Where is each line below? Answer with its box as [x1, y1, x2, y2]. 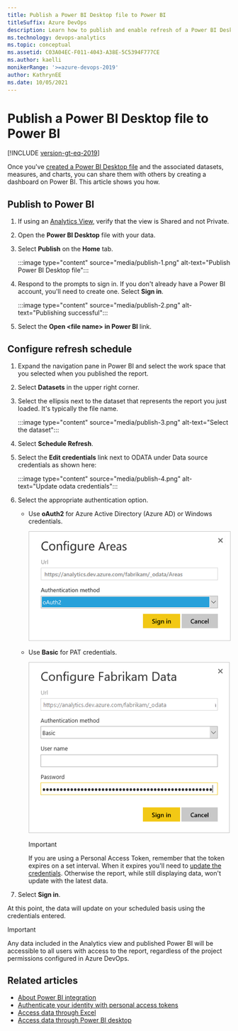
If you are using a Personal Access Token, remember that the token [28, 853, 225, 862]
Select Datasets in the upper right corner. [17, 383, 140, 392]
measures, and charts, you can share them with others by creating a [7, 170, 207, 179]
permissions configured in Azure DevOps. [7, 954, 130, 962]
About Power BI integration [17, 993, 97, 1002]
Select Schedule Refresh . [17, 440, 93, 448]
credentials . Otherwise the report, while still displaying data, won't [28, 868, 222, 877]
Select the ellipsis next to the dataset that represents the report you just [17, 397, 227, 405]
